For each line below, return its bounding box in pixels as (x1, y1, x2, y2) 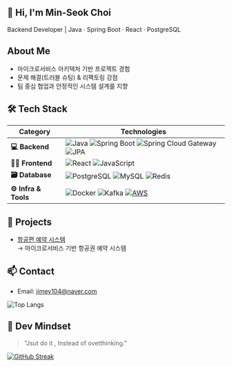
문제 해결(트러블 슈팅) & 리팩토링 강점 (17, 73, 118, 82)
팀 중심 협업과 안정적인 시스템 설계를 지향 (17, 82, 128, 90)
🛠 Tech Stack (7, 103, 68, 115)
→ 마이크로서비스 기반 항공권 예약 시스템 (17, 244, 126, 252)
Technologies (120, 127, 167, 137)
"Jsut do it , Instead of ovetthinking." (23, 339, 128, 347)
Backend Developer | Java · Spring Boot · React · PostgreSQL (7, 25, 182, 33)
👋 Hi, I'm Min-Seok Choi (7, 7, 112, 19)
